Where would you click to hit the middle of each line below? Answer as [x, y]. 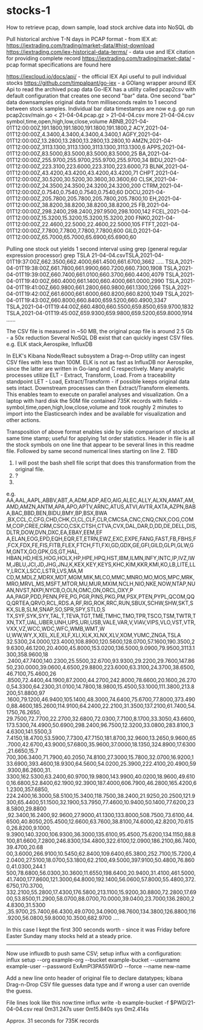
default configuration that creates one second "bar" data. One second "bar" [101, 96]
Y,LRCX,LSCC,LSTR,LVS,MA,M [45, 571]
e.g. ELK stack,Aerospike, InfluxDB [49, 344]
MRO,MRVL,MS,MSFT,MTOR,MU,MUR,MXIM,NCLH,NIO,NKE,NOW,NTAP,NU [101, 584]
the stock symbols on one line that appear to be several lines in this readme [100, 445]
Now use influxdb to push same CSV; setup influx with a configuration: [94, 953]
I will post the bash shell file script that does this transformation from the [105, 463]
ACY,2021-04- [151, 128]
